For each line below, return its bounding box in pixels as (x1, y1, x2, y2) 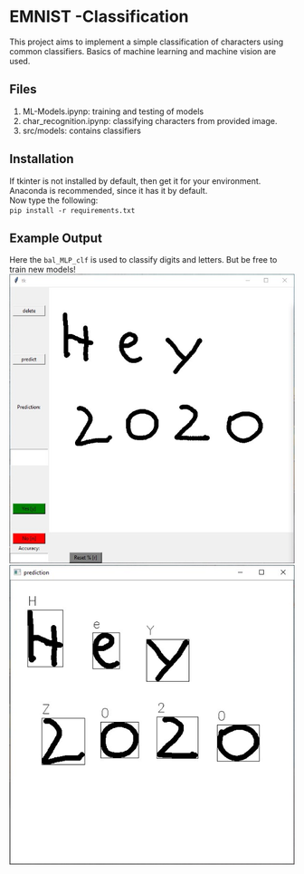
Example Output (9, 230, 102, 245)
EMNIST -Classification (9, 6, 189, 27)
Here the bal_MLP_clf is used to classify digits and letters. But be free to (9, 255, 278, 265)
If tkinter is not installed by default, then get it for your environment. (9, 175, 261, 187)
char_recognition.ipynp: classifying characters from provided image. (22, 115, 278, 126)
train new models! (9, 264, 77, 275)
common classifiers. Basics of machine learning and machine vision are (9, 45, 277, 56)
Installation (9, 151, 74, 167)
